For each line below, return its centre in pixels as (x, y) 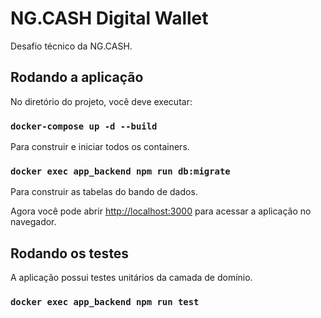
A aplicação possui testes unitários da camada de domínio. (131, 278)
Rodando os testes (70, 253)
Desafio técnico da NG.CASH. (71, 46)
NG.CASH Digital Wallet (109, 18)
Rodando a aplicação (77, 77)
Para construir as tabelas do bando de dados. (104, 192)
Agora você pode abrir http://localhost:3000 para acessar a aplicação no (161, 211)
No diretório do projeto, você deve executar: (101, 101)
